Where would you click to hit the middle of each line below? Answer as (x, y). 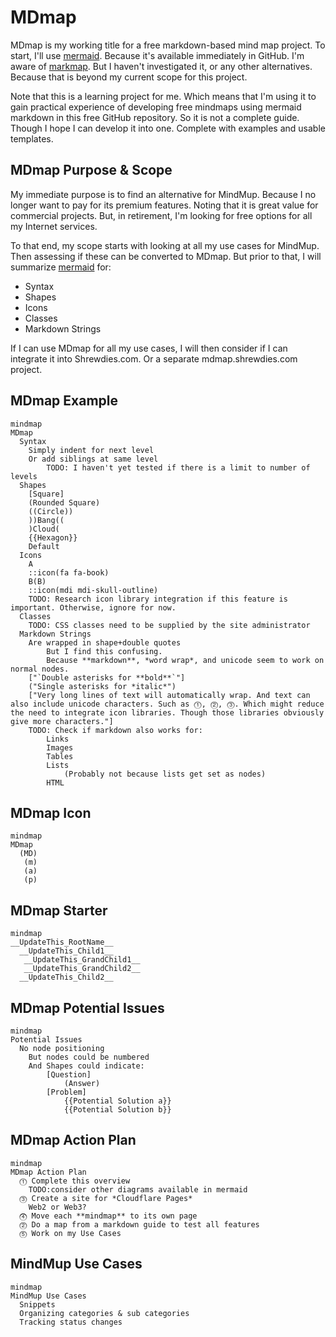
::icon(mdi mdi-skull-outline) (93, 590)
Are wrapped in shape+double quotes (105, 642)
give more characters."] (62, 721)
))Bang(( (46, 520)
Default (44, 546)
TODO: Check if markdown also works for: (115, 730)
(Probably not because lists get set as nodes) (165, 774)
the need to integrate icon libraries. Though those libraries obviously (167, 712)
